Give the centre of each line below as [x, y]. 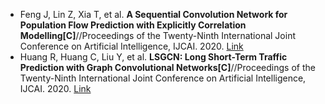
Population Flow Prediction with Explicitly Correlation [133, 25]
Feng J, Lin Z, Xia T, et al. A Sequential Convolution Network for [153, 14]
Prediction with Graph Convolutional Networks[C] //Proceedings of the [167, 67]
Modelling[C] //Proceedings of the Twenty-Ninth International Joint [157, 35]
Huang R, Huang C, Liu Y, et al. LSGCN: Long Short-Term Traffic [153, 57]
